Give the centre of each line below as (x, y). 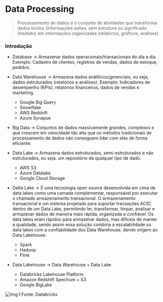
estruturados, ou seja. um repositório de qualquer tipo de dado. (77, 158)
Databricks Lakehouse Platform (52, 274)
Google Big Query (38, 102)
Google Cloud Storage (42, 178)
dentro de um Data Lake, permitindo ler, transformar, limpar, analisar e (83, 209)
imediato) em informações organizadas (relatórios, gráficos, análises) (88, 33)
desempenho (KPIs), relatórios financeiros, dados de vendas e (76, 87)
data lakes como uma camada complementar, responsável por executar (85, 193)
